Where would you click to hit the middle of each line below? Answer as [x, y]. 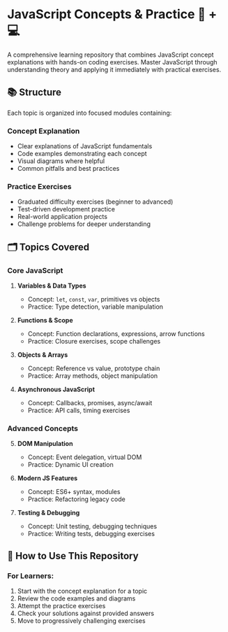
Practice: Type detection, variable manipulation [96, 307]
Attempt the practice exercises [61, 606]
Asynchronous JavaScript [56, 389]
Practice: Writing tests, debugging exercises [91, 534]
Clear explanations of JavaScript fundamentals [85, 146]
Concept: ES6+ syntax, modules [74, 492]
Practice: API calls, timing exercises [79, 410]
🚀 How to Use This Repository [73, 556]
